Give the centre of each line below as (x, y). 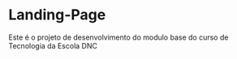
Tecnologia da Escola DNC (53, 45)
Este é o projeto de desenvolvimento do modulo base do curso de (118, 37)
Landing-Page (57, 15)
